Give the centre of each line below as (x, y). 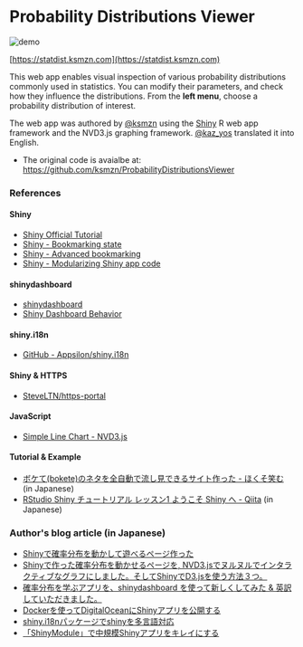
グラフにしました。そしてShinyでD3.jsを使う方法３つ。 (165, 576)
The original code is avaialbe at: (82, 159)
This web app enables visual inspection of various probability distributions (148, 76)
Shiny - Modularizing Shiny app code (91, 263)
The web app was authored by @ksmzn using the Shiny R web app (134, 123)
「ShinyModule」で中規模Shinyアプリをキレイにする (121, 633)
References (35, 193)
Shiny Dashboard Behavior (72, 314)
